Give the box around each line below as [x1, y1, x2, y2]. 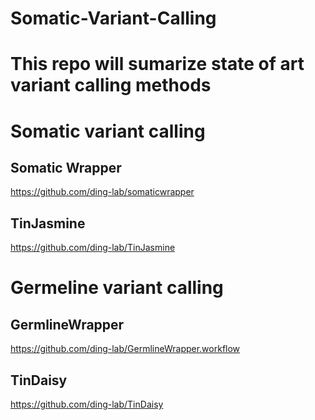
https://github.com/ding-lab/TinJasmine [10, 242, 176, 254]
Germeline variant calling [10, 277, 224, 299]
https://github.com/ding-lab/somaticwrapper [10, 186, 195, 198]
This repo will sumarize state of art [10, 53, 305, 76]
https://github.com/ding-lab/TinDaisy [10, 398, 164, 410]
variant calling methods [10, 74, 212, 97]
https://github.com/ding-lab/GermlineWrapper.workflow [10, 343, 241, 355]
